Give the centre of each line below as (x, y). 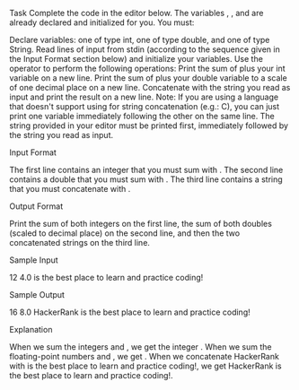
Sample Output (37, 295)
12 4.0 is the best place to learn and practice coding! (106, 277)
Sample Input (34, 260)
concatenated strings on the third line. (80, 243)
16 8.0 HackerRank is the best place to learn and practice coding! (130, 312)
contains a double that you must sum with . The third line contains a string (146, 179)
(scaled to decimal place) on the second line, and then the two (125, 233)
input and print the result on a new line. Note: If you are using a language (144, 97)
